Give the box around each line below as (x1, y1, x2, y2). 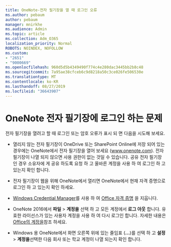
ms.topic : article (5, 31, 45, 36)
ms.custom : (5, 50, 29, 55)
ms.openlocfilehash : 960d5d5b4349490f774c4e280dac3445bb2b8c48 (5, 65, 144, 70)
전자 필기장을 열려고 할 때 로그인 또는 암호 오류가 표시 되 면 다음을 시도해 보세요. (5, 130, 165, 137)
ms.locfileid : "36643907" (5, 88, 61, 94)
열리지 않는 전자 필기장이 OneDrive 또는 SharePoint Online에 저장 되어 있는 (12, 141, 165, 147)
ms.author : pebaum (5, 12, 45, 17)
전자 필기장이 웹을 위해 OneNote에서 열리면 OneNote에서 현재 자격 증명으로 (12, 178, 166, 184)
